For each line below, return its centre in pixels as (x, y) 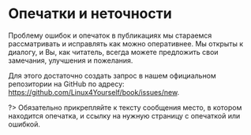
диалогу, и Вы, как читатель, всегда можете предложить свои (113, 52)
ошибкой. (24, 124)
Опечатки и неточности (90, 14)
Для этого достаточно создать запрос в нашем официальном (112, 75)
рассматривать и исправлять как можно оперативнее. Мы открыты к (126, 43)
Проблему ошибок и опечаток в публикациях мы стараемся (110, 35)
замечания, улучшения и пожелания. (71, 60)
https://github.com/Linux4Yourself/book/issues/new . (94, 92)
